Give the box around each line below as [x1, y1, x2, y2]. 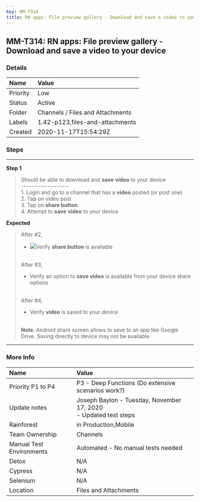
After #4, [20, 297, 43, 304]
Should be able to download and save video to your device [20, 176, 166, 184]
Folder [9, 109, 27, 117]
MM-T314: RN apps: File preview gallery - [6, 36, 163, 47]
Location [9, 486, 34, 494]
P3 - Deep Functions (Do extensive [76, 379, 176, 387]
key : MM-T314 [6, 8, 39, 15]
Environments [9, 447, 48, 455]
